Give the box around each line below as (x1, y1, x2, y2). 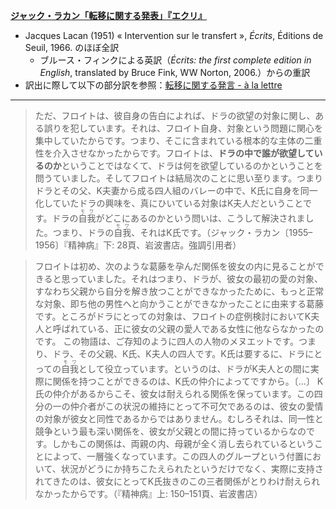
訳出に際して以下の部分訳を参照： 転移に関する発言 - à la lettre (24, 79, 283, 91)
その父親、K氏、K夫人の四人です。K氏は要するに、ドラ (78, 348, 306, 359)
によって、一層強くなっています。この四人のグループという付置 (43, 450, 305, 462)
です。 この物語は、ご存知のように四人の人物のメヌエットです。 (34, 335, 299, 347)
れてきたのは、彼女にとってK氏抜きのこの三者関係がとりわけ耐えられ (34, 475, 321, 487)
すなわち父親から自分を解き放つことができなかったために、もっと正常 (34, 285, 325, 297)
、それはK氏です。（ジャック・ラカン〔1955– (131, 227, 313, 238)
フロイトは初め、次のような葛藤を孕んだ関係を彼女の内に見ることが (34, 260, 316, 272)
